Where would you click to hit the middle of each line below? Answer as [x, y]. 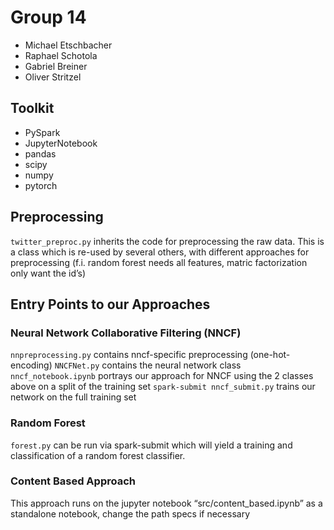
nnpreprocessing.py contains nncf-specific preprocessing [129, 355]
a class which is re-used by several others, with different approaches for [160, 252]
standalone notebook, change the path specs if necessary [130, 513]
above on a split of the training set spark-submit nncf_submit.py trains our [163, 387]
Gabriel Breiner [56, 66]
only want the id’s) [48, 273]
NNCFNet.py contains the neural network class [148, 365]
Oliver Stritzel [53, 77]
